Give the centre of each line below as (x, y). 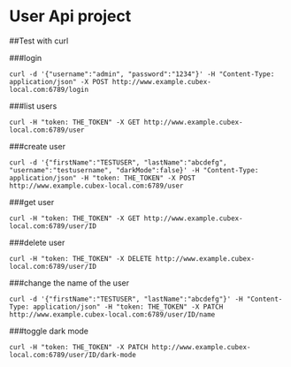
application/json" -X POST (59, 81)
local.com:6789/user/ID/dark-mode (73, 355)
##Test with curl (39, 41)
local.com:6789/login (49, 89)
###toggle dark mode (49, 331)
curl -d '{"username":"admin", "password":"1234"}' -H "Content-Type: (142, 74)
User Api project (70, 16)
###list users (33, 106)
